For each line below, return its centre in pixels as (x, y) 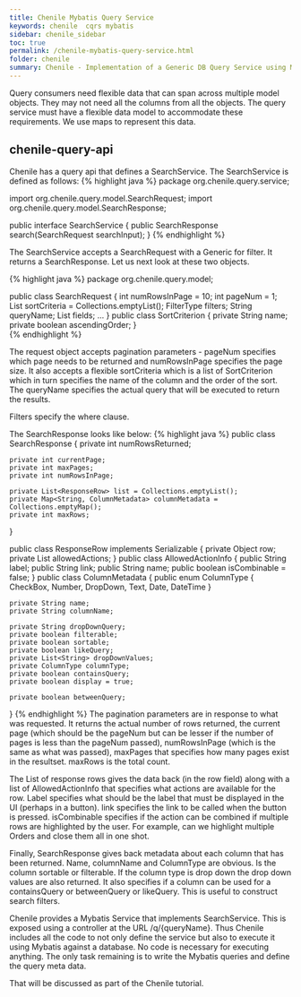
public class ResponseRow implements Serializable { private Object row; (142, 548)
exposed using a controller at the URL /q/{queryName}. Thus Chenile (137, 927)
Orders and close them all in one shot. (79, 836)
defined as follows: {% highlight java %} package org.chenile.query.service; (150, 181)
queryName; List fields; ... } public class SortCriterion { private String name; (149, 315)
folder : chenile (39, 59)
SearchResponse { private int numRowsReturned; (100, 443)
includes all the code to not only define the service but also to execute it (142, 937)
